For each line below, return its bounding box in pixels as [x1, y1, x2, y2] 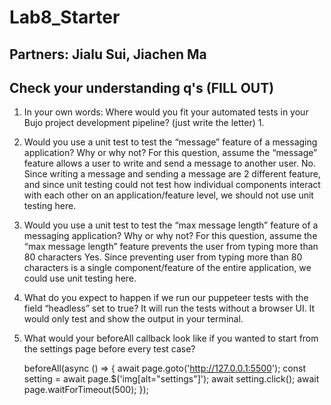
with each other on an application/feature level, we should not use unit [23, 189, 314, 201]
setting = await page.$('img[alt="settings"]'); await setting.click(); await [23, 373, 320, 385]
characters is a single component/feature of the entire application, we [23, 262, 312, 274]
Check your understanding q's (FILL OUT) [9, 79, 275, 96]
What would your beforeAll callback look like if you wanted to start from [23, 332, 319, 345]
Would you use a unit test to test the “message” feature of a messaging [23, 136, 318, 148]
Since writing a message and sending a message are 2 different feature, [23, 168, 321, 180]
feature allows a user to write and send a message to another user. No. [23, 157, 316, 170]
